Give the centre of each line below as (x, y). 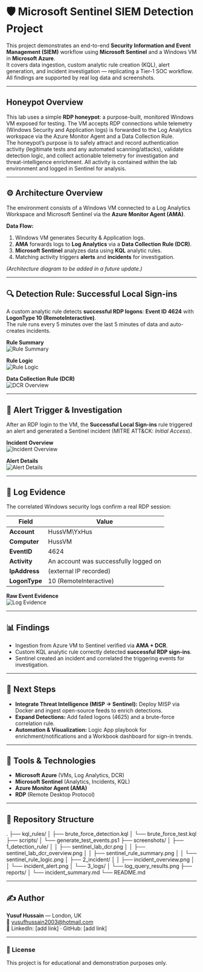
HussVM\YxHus (70, 532)
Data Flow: (20, 226)
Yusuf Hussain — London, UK (44, 916)
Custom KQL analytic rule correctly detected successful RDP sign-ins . (103, 652)
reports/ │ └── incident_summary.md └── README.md (76, 873)
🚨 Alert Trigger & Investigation (64, 410)
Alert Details (22, 461)
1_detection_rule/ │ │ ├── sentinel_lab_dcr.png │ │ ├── (76, 847)
